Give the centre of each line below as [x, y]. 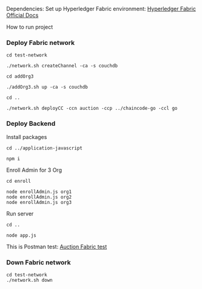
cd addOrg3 [20, 76]
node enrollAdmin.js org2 [39, 197]
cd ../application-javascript [45, 148]
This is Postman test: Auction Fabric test [57, 246]
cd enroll [19, 181]
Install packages [27, 137]
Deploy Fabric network [40, 42]
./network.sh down [29, 280]
